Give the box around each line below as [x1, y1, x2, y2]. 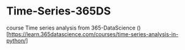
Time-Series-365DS [6, 4, 111, 18]
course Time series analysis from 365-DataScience [6, 24, 136, 31]
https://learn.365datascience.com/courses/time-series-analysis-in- [8, 30, 179, 37]
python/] [6, 37, 29, 44]
